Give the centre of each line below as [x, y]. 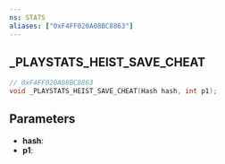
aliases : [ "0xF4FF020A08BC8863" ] [71, 26]
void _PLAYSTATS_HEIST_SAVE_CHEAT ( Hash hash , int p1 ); [113, 91]
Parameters [42, 119]
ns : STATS [28, 17]
